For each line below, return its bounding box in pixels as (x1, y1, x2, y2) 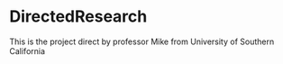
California (9, 45, 46, 56)
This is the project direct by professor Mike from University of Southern (9, 36, 275, 47)
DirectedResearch (9, 6, 148, 27)
